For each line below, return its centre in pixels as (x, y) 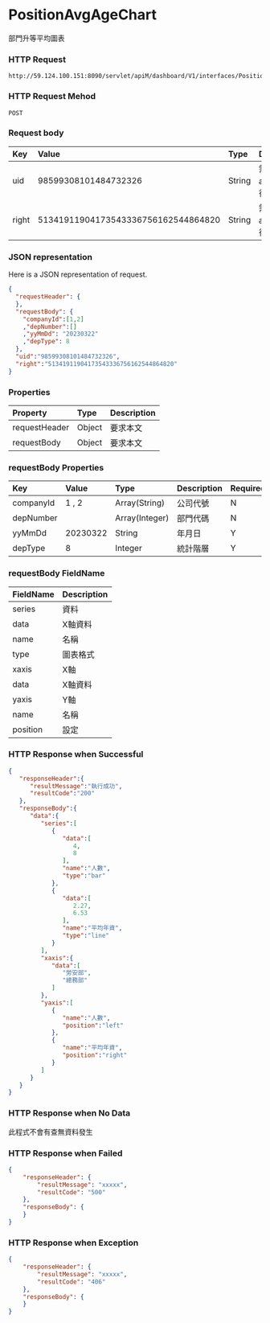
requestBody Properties (56, 467)
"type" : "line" (86, 936)
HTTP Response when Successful (76, 754)
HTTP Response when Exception (74, 1243)
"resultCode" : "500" (72, 1192)
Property (30, 413)
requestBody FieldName (57, 573)
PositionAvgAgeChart (83, 15)
